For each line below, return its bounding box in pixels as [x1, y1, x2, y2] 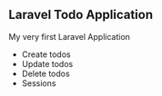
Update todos [21, 58, 74, 69]
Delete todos [21, 68, 70, 79]
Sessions [21, 77, 56, 89]
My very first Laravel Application [8, 31, 131, 42]
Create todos [21, 49, 71, 60]
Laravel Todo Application [8, 7, 154, 23]
